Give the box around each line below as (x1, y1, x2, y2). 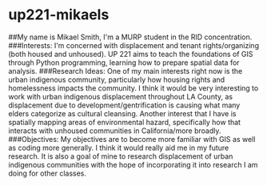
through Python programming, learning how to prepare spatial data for (8, 58, 240, 67)
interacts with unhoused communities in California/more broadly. (8, 126, 221, 135)
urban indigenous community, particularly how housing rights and (8, 75, 225, 84)
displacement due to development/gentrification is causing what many (8, 100, 241, 110)
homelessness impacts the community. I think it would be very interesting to (8, 83, 259, 93)
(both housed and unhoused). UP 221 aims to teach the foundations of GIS (8, 49, 253, 59)
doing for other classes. (8, 168, 86, 178)
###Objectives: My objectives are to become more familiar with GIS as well (8, 134, 256, 144)
